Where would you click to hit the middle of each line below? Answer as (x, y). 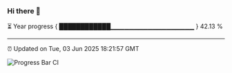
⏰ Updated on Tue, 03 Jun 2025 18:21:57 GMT (73, 49)
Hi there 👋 (24, 11)
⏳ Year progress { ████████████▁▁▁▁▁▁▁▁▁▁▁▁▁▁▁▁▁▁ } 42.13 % (115, 26)
